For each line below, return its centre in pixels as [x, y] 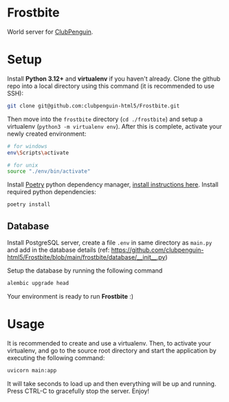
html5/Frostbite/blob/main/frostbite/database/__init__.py [86, 257]
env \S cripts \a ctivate [38, 153]
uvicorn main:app [32, 370]
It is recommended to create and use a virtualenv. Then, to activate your [109, 343]
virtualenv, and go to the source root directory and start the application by [112, 350]
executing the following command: [56, 358]
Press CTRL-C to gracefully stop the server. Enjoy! [78, 391]
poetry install [29, 204]
